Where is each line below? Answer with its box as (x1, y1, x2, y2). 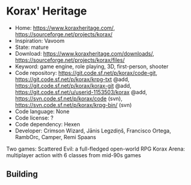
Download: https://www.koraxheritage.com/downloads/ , (14, 50, 155, 57)
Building (6, 169, 38, 180)
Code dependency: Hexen (14, 120, 80, 128)
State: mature (14, 44, 49, 51)
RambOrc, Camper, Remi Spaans (14, 133, 96, 140)
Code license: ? (14, 114, 54, 122)
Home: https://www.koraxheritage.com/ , (14, 24, 116, 31)
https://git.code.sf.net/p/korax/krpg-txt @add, (14, 76, 130, 83)
